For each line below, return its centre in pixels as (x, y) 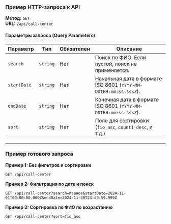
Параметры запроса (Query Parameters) (50, 35)
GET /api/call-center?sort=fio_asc (43, 216)
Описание (129, 48)
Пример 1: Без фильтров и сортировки (48, 165)
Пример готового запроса (39, 154)
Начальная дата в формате (129, 79)
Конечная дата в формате (127, 99)
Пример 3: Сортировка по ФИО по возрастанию (59, 207)
